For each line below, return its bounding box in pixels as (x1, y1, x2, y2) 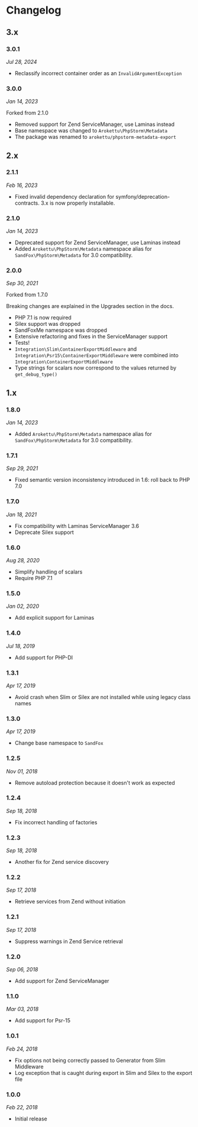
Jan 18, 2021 (6, 511, 37, 518)
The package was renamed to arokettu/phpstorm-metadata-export (14, 134, 176, 141)
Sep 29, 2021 (6, 465, 38, 472)
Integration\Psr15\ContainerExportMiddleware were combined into (14, 352, 179, 359)
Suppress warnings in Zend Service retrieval (14, 938, 123, 945)
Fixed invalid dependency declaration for (14, 193, 115, 200)
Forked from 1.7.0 (6, 291, 48, 299)
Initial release (14, 1115, 47, 1122)
